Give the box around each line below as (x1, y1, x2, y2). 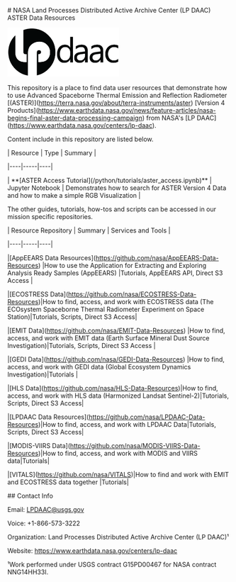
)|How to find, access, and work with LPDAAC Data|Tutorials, (38, 420, 216, 428)
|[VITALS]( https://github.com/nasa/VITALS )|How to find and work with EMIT (7, 470, 229, 479)
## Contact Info (7, 491, 53, 500)
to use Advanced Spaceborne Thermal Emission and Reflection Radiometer (7, 91, 227, 99)
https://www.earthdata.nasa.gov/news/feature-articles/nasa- (38, 106, 216, 114)
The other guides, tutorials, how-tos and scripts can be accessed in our (7, 205, 217, 213)
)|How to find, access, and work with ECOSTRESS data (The (38, 297, 214, 306)
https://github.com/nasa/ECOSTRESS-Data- (68, 290, 197, 298)
